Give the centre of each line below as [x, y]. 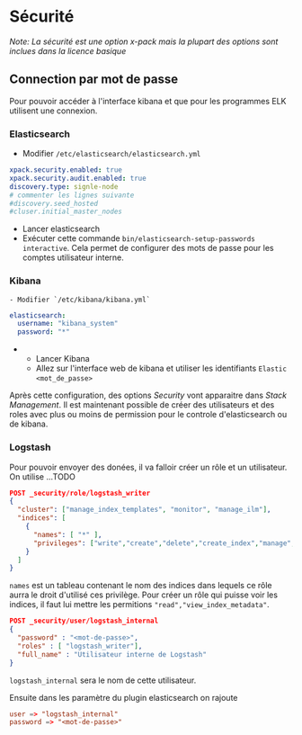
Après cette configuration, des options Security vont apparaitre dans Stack [148, 395]
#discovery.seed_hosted [54, 203]
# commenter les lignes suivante [72, 195]
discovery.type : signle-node [64, 186]
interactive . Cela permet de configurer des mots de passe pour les [148, 248]
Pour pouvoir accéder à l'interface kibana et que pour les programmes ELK [148, 101]
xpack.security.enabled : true [66, 170]
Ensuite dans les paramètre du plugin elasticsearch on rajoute [124, 697]
